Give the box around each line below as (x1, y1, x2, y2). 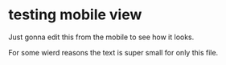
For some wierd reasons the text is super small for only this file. (8, 47, 219, 57)
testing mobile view (8, 6, 142, 24)
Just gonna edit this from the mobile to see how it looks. (8, 32, 195, 42)
